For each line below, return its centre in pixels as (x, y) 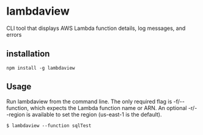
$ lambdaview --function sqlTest (49, 126)
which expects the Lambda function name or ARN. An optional (109, 108)
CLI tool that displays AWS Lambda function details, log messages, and (96, 28)
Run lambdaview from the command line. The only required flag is (89, 101)
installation (28, 54)
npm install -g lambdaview (41, 68)
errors (14, 34)
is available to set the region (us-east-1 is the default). (94, 114)
